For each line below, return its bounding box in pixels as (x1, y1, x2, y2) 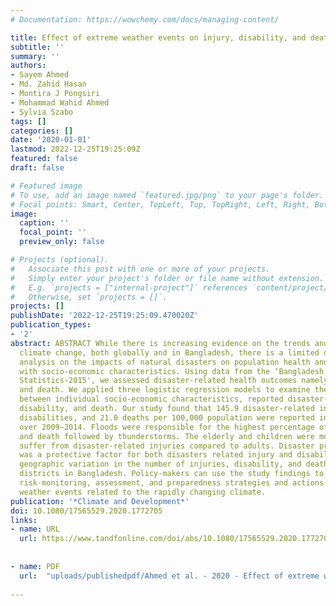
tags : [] (10, 116, 47, 126)
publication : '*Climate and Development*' (10, 496, 190, 506)
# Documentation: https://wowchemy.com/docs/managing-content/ (10, 14, 280, 25)
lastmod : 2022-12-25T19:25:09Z (10, 144, 141, 155)
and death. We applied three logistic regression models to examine (19, 385, 311, 395)
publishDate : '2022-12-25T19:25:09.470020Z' (10, 311, 199, 321)
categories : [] (10, 126, 74, 136)
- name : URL (10, 524, 60, 535)
